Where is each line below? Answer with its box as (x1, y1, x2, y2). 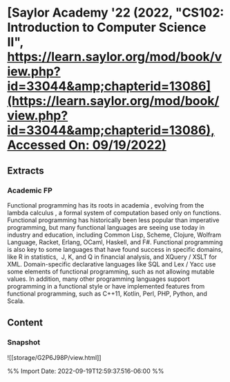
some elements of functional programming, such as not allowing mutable (7, 267, 215, 275)
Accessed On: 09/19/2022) (7, 137, 167, 153)
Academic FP (7, 185, 53, 195)
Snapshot (7, 338, 41, 347)
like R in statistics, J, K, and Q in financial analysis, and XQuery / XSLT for (7, 253, 218, 261)
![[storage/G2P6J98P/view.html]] (7, 353, 102, 361)
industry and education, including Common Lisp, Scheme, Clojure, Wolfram (7, 230, 222, 239)
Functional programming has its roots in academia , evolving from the (7, 201, 204, 209)
